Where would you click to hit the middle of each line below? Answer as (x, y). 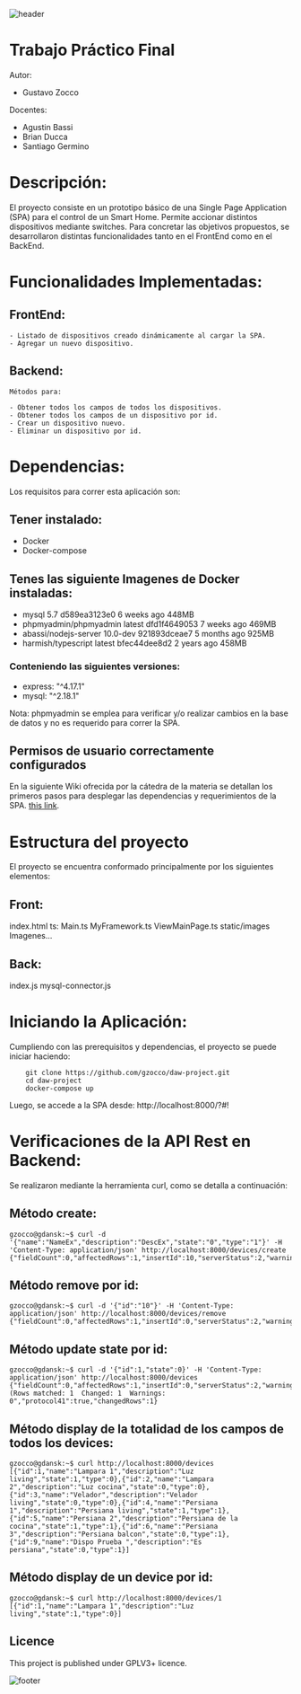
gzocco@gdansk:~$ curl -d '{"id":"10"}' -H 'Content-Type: (122, 1306)
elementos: (30, 877)
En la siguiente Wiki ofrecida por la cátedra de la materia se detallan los (141, 787)
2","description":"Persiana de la (174, 1519)
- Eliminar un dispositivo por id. (76, 431)
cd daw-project (54, 1081)
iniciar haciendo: (40, 1056)
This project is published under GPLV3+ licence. (99, 1663)
